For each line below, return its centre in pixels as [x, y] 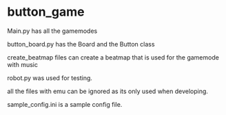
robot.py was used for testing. [50, 78]
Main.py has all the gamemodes [52, 31]
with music [22, 64]
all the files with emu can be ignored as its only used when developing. [108, 91]
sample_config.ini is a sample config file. [65, 104]
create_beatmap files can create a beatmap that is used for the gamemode [113, 57]
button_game [46, 12]
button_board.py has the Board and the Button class [81, 44]
